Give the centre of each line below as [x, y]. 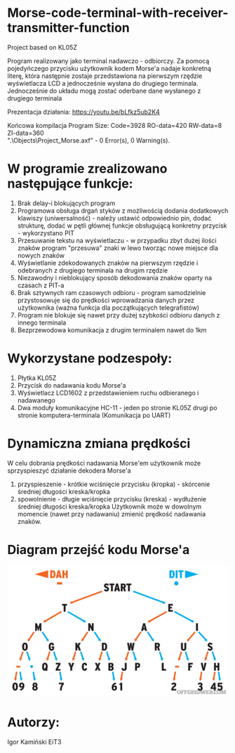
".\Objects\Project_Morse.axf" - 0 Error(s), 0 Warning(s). [89, 140]
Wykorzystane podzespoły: [90, 359]
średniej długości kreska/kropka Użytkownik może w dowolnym [109, 506]
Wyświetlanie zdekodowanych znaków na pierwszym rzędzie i [108, 263]
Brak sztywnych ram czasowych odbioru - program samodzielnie [112, 292]
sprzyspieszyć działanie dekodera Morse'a [69, 470]
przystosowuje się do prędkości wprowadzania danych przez [106, 300]
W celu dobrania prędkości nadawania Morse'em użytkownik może [104, 463]
